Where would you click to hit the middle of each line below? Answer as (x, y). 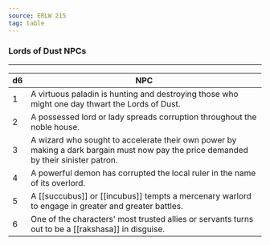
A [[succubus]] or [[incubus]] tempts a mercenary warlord (141, 195)
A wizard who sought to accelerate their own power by (134, 139)
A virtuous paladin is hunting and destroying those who (135, 94)
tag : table (27, 23)
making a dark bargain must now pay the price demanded (140, 150)
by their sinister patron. (74, 159)
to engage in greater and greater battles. (107, 206)
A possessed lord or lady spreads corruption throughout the (144, 117)
